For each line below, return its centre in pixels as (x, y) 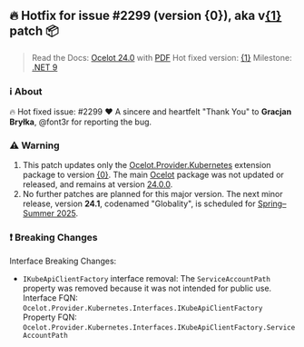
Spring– (272, 203)
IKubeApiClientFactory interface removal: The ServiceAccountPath (146, 278)
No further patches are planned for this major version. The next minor (152, 194)
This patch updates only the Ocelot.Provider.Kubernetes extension (147, 165)
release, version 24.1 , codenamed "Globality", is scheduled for (139, 203)
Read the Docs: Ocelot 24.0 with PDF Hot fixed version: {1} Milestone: (162, 57)
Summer (39, 213)
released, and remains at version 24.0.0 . (98, 184)
